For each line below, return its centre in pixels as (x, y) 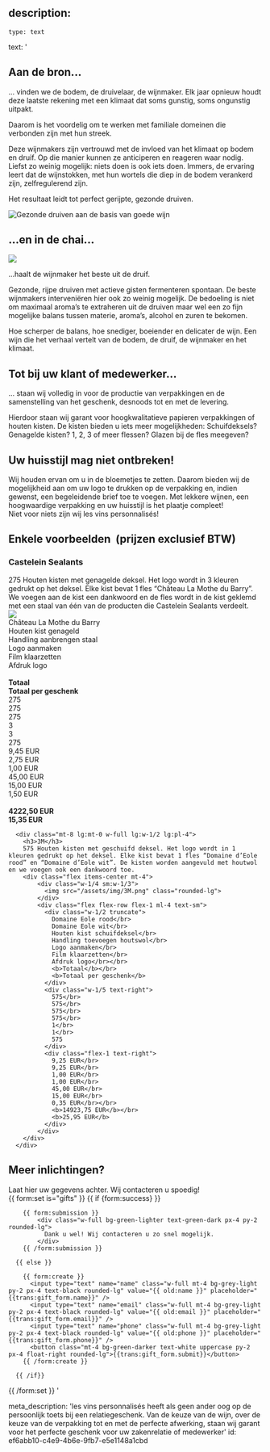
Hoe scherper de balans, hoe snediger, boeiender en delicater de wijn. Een (133, 331)
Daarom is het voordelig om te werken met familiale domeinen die (117, 124)
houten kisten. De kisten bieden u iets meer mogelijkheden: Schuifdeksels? (133, 426)
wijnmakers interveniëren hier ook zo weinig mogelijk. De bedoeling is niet (131, 299)
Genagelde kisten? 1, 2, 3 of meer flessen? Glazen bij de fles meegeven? (129, 434)
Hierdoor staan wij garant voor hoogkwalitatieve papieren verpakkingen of (132, 418)
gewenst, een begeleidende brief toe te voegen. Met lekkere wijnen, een (129, 497)
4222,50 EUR (31, 811)
